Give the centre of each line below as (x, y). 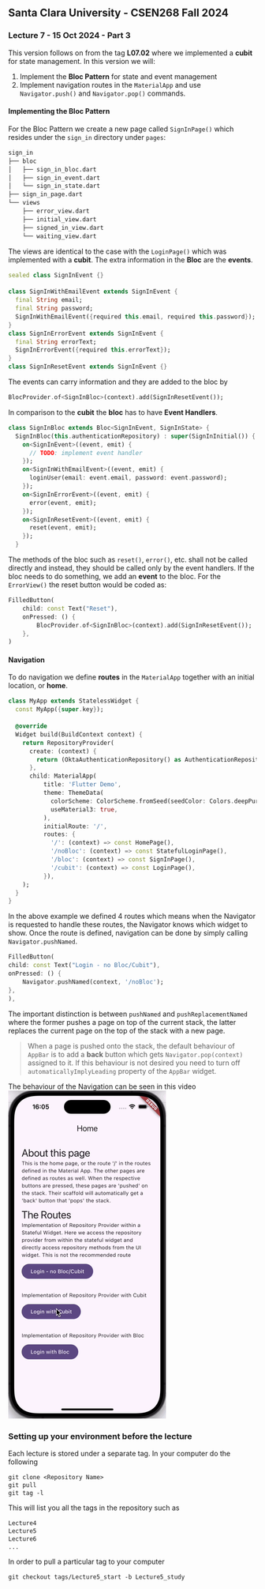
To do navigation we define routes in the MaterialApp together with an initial (131, 677)
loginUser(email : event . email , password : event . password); (128, 478)
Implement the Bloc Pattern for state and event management (118, 76)
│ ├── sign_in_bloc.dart (52, 169)
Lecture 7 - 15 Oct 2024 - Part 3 (69, 36)
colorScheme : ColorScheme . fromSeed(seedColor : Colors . (142, 801)
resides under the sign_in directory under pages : (87, 137)
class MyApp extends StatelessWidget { (74, 701)
